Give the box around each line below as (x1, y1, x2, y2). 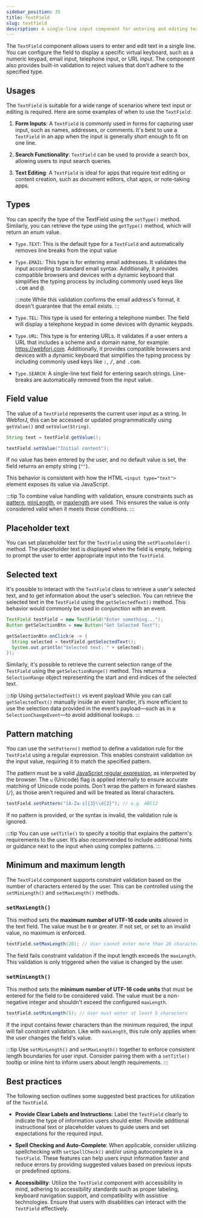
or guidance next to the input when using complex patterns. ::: (6, 842, 161, 850)
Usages (6, 85, 36, 96)
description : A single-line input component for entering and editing (6, 25, 188, 32)
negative (6, 999, 28, 1006)
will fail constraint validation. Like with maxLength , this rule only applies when (6, 1028, 196, 1035)
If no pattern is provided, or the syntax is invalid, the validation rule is (6, 812, 178, 818)
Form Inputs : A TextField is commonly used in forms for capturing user (14, 120, 194, 127)
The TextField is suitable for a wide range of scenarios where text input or (6, 102, 192, 109)
